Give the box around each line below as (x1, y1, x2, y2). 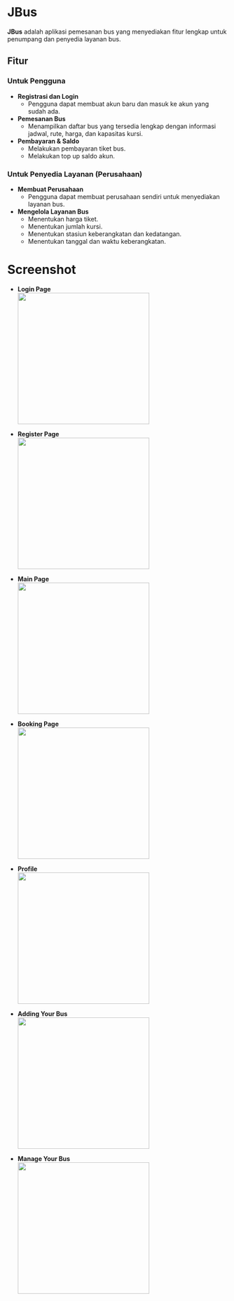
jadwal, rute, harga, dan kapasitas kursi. (27, 129, 144, 137)
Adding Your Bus (17, 1010, 68, 1018)
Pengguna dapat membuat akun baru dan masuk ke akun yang (27, 99, 209, 108)
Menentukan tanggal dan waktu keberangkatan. (27, 237, 166, 245)
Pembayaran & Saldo (17, 137, 80, 145)
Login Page (17, 284, 51, 293)
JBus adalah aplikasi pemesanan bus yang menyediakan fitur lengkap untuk (7, 27, 227, 36)
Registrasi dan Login (17, 92, 79, 100)
